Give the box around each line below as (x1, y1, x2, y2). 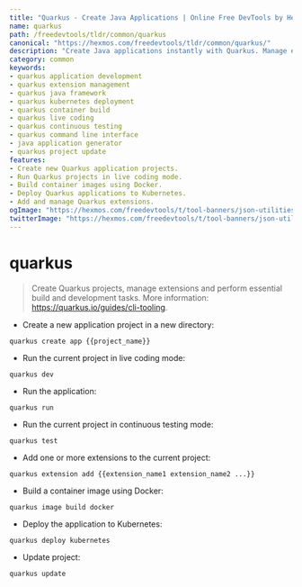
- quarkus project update (9, 147, 106, 156)
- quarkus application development (9, 72, 143, 81)
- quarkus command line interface (9, 131, 139, 140)
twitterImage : (9, 213, 63, 223)
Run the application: (22, 385, 97, 396)
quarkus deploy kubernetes (9, 536, 111, 545)
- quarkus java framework (9, 88, 106, 97)
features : (9, 155, 47, 165)
